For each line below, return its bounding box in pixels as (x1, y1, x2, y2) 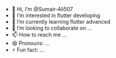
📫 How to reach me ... (11, 31, 67, 38)
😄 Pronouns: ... (11, 40, 50, 47)
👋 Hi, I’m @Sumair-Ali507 (11, 6, 73, 12)
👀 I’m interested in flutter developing (11, 12, 101, 19)
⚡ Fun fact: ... (11, 46, 44, 53)
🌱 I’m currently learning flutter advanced (11, 18, 111, 25)
